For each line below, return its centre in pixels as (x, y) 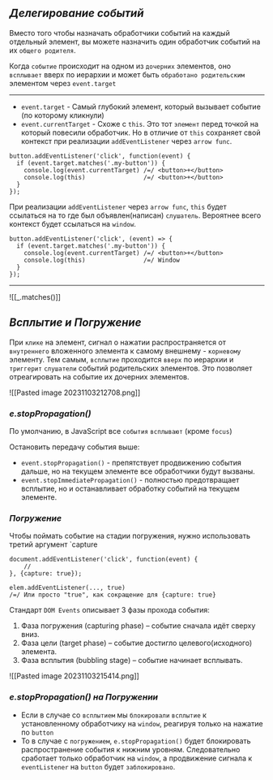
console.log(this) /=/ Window (102, 260)
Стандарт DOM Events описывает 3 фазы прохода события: (109, 610)
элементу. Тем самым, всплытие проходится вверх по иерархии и (122, 359)
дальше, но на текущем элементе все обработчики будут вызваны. (138, 471)
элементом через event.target (63, 83)
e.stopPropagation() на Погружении (84, 697)
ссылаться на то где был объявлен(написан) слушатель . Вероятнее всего (135, 215)
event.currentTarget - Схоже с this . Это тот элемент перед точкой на (139, 123)
